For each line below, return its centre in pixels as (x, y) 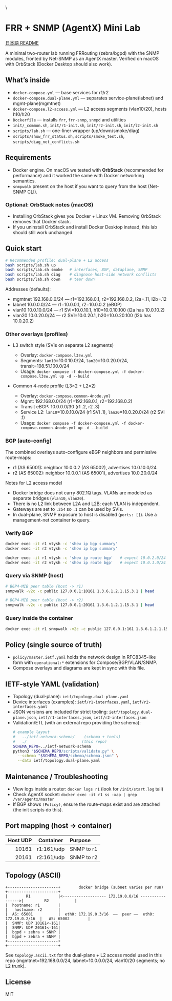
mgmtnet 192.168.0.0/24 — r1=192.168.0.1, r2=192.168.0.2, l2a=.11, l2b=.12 (90, 299)
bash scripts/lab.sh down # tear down (50, 279)
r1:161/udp (51, 849)
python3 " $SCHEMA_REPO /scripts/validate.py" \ (63, 751)
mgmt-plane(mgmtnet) (37, 103)
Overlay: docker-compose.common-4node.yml (66, 396)
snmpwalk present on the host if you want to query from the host (80, 186)
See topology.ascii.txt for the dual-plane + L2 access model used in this (84, 955)
